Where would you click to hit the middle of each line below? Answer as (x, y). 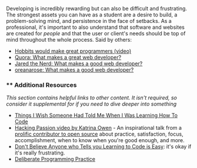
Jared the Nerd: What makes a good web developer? (79, 63)
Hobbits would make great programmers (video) (73, 51)
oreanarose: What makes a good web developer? (74, 70)
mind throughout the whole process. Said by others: (69, 40)
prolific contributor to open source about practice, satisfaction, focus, (99, 134)
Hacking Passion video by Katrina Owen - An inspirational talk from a (98, 128)
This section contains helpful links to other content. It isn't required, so (92, 98)
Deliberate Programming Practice (55, 159)
